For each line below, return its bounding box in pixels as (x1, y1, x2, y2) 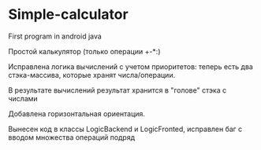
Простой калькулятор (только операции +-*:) (8, 46, 161, 56)
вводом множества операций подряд (8, 132, 136, 142)
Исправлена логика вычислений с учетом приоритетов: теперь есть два (8, 61, 254, 71)
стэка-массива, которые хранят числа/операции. (8, 70, 176, 79)
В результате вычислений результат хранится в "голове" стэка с (8, 85, 227, 95)
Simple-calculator (8, 5, 129, 24)
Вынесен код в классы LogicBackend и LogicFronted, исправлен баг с (8, 124, 243, 134)
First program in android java (8, 31, 103, 41)
